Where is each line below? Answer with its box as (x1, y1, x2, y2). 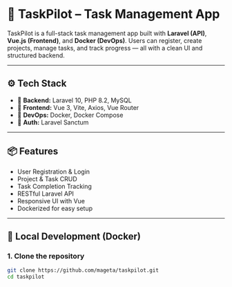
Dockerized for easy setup (17, 204, 93, 212)
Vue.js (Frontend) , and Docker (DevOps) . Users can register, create (7, 36, 202, 44)
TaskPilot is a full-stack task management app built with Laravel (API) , (7, 29, 207, 37)
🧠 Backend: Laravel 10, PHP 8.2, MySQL (17, 96, 133, 104)
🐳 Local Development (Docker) (7, 230, 142, 242)
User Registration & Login (17, 167, 90, 176)
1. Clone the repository (7, 251, 85, 261)
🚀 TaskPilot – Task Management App (7, 6, 220, 22)
